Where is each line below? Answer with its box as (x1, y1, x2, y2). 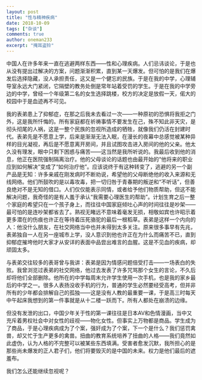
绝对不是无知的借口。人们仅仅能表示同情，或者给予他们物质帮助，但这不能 (11, 185, 196, 193)
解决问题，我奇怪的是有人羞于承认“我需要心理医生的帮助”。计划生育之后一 (6, 193, 191, 200)
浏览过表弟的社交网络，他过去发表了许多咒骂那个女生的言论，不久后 (26, 266, 196, 273)
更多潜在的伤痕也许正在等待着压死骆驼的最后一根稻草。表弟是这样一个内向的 (6, 215, 196, 223)
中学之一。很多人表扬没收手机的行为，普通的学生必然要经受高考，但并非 (16, 281, 196, 288)
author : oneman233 (6, 37, 52, 43)
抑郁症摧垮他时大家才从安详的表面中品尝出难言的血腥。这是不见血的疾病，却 (6, 238, 196, 245)
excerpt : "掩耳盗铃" (6, 43, 54, 49)
